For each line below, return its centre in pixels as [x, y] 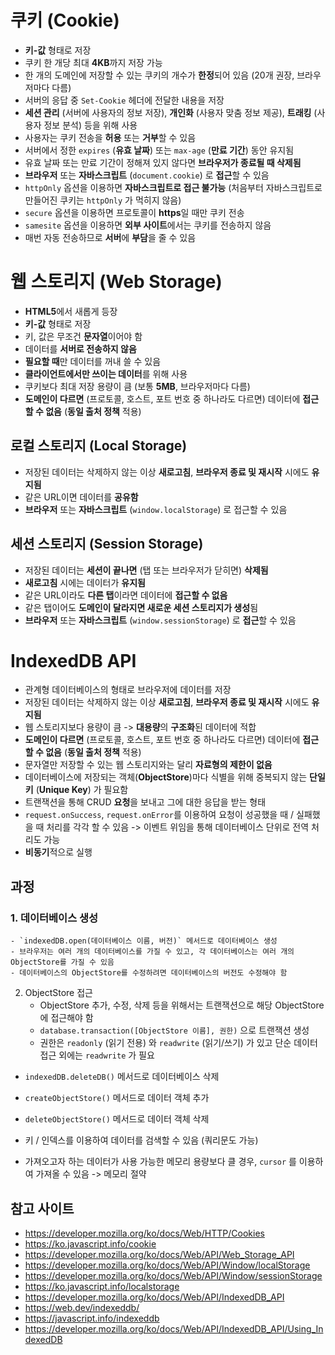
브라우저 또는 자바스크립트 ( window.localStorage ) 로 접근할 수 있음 [156, 509]
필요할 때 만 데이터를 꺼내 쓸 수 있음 [93, 361]
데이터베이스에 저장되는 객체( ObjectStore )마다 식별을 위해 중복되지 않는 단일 [175, 777]
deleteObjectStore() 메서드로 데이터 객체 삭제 [117, 1119]
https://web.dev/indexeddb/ [82, 1307]
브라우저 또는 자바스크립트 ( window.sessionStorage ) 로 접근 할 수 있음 [160, 620]
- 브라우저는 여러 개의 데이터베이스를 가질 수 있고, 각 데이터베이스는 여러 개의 [152, 952]
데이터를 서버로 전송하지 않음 [80, 348]
